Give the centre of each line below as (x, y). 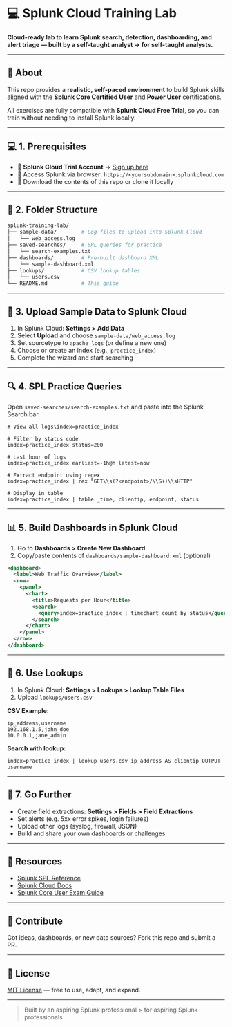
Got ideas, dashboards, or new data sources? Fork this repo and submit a (112, 938)
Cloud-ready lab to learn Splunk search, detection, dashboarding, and (110, 37)
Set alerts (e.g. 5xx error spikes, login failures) (83, 818)
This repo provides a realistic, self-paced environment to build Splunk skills (116, 89)
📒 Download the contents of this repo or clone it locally (95, 181)
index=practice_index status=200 (55, 445)
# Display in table (35, 493)
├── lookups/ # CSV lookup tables (74, 270)
